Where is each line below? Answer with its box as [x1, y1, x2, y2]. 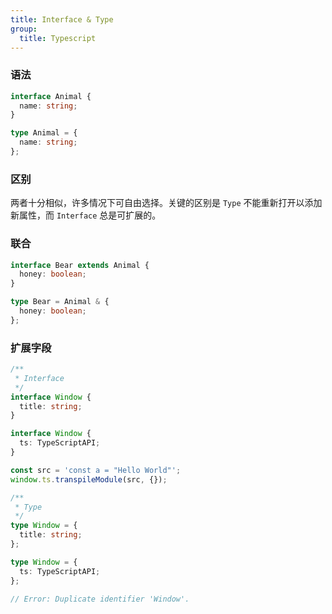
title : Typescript [19, 33, 97, 43]
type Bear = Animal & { [10, 297, 110, 307]
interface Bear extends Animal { [10, 260, 150, 270]
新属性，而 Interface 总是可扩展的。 [10, 209, 162, 221]
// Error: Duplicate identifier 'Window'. [10, 594, 190, 604]
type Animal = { [10, 128, 78, 138]
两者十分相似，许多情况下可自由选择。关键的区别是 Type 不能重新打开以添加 [10, 197, 323, 209]
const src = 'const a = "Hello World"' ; [10, 465, 182, 475]
